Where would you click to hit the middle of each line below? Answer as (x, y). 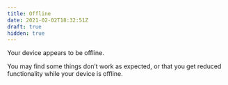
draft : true (24, 26)
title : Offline (29, 14)
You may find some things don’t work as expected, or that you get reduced (114, 66)
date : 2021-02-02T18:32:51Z (48, 20)
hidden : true (26, 33)
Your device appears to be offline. (56, 53)
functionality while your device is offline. (65, 74)
